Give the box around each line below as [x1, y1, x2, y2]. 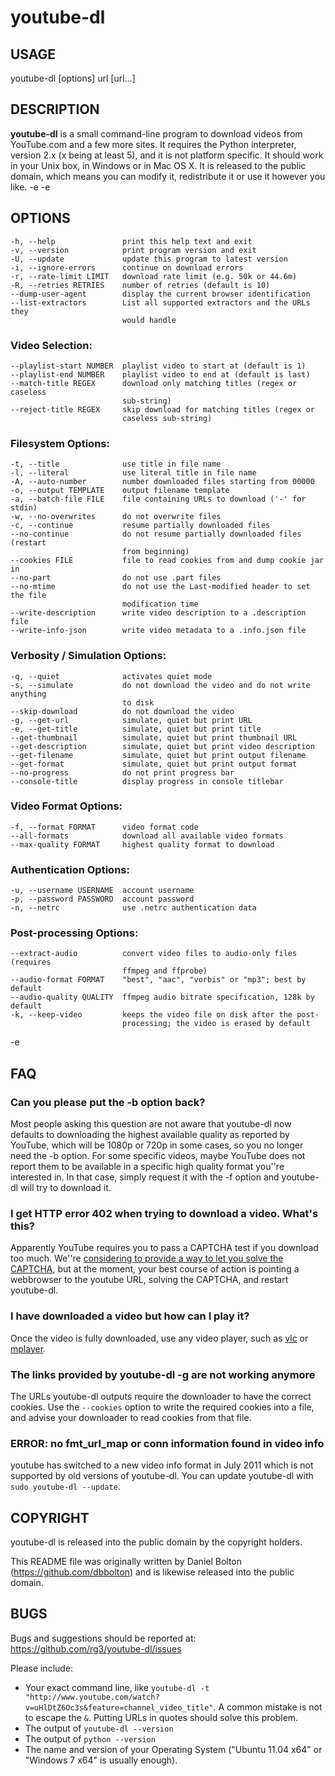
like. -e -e [10, 181, 51, 193]
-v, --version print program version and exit [10, 245, 257, 255]
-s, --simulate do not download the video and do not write [10, 680, 311, 690]
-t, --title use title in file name [10, 459, 222, 470]
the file [10, 591, 47, 601]
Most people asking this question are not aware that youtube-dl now [10, 1118, 292, 1130]
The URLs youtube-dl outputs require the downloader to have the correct [10, 1390, 312, 1402]
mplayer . [10, 1342, 47, 1355]
